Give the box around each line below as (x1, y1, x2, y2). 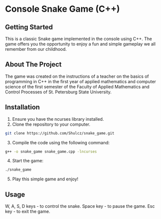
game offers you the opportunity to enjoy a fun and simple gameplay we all (5, 41, 156, 47)
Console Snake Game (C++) (5, 3, 120, 15)
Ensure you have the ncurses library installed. (12, 116, 104, 122)
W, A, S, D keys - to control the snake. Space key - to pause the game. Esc (5, 203, 155, 209)
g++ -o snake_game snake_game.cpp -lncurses (5, 149, 97, 154)
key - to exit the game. (5, 209, 50, 215)
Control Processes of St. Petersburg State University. (5, 89, 112, 95)
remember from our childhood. (5, 46, 67, 52)
